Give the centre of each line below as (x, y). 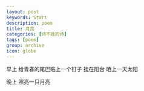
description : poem (29, 23)
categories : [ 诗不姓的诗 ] (37, 34)
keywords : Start (27, 17)
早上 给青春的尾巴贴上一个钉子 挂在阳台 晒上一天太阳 (72, 69)
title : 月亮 (20, 29)
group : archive (25, 46)
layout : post (23, 12)
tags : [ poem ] (23, 40)
